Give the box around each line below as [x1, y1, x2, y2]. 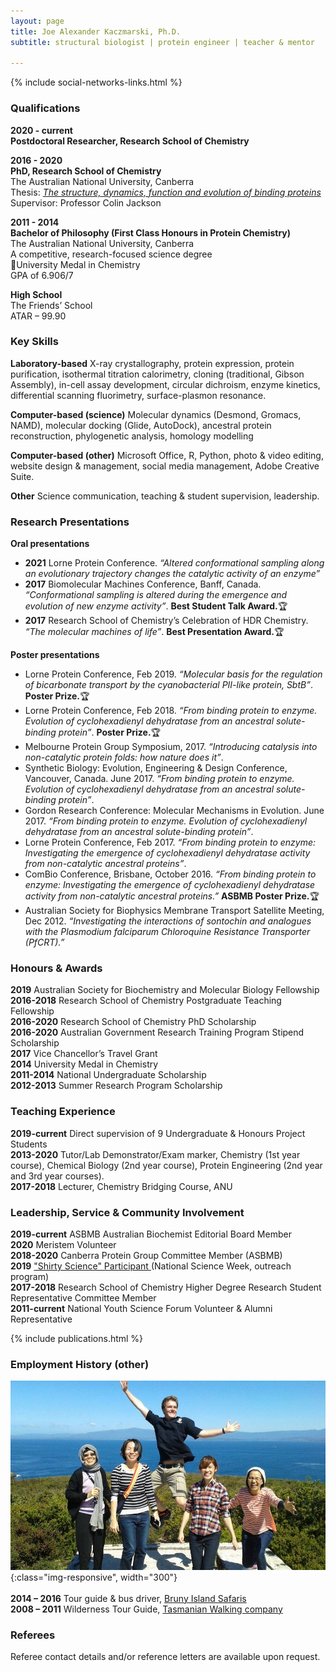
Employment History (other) [10, 1357, 150, 1371]
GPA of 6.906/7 [10, 269, 74, 281]
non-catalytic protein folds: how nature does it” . [24, 751, 224, 764]
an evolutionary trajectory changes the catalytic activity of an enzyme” [24, 568, 321, 580]
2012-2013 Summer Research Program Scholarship [10, 1080, 223, 1092]
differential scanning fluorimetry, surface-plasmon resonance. [10, 389, 267, 401]
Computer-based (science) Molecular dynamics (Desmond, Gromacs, [10, 408, 302, 420]
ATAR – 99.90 [10, 310, 67, 322]
